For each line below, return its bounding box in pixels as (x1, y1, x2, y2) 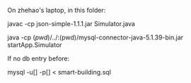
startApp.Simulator (7, 41, 62, 49)
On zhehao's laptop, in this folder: (7, 6, 106, 14)
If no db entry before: (7, 54, 70, 63)
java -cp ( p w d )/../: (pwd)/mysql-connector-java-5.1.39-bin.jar (7, 33, 184, 41)
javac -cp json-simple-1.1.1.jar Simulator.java (7, 20, 136, 27)
